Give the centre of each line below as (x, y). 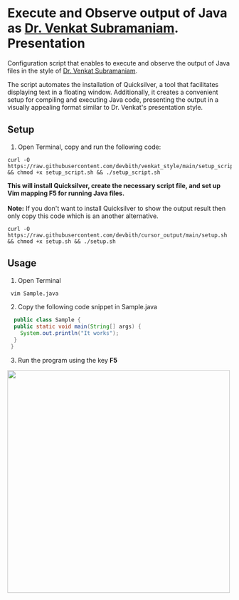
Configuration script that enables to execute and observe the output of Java (118, 63)
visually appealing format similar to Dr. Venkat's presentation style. (105, 107)
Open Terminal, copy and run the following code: (89, 147)
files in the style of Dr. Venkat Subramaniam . (73, 71)
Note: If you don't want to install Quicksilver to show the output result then (117, 208)
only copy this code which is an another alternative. (83, 216)
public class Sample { (47, 320)
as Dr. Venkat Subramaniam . (93, 28)
